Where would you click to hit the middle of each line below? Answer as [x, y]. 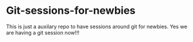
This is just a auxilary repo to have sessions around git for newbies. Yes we [97, 26]
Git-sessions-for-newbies [71, 11]
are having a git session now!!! [43, 32]
